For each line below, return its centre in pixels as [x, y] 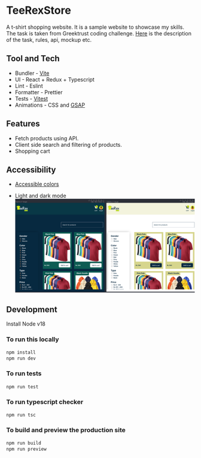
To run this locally [33, 339]
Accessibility [31, 169]
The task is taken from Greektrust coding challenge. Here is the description [99, 33]
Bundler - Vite [32, 73]
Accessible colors [37, 184]
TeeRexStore [39, 10]
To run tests [24, 373]
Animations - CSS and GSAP [50, 105]
